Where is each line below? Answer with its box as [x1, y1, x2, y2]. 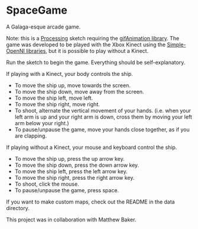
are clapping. [14, 132, 47, 139]
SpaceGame [6, 4, 68, 17]
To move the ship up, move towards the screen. [14, 81, 131, 89]
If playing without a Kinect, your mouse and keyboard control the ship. [6, 144, 177, 151]
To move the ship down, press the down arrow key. [14, 161, 139, 168]
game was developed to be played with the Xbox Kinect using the [6, 41, 166, 48]
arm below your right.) [14, 119, 69, 126]
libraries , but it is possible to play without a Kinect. [25, 47, 149, 54]
